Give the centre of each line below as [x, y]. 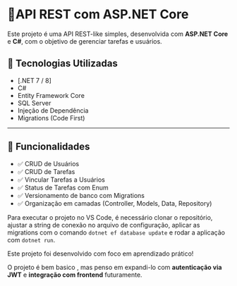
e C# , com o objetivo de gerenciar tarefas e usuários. [85, 41]
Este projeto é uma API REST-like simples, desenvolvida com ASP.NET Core [118, 34]
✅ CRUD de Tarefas [46, 171]
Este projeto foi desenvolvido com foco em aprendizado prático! [101, 254]
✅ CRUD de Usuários [48, 163]
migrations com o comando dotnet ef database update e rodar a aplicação [116, 232]
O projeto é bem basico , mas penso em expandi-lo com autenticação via [115, 267]
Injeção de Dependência [53, 110]
